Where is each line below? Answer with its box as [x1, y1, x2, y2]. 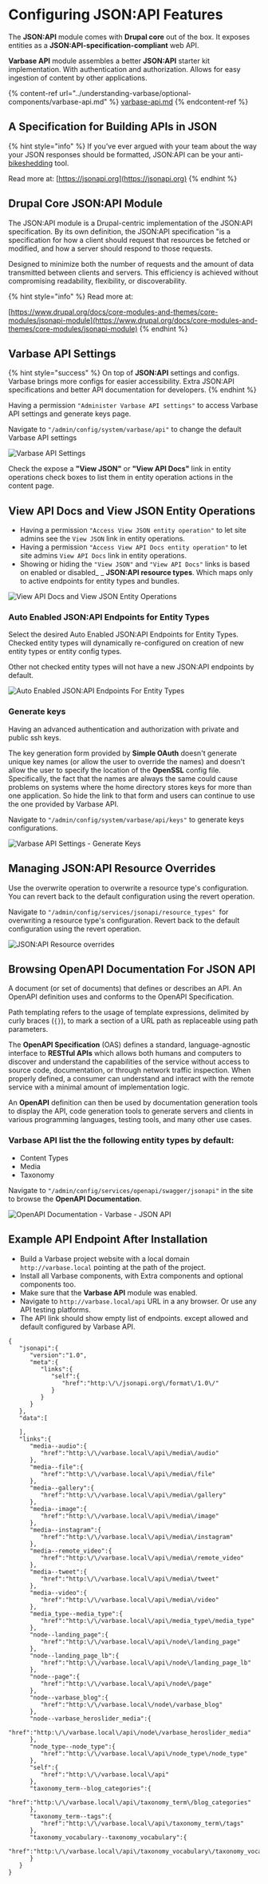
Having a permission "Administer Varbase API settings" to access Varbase [8, 401, 258, 411]
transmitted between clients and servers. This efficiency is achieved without [8, 268, 259, 277]
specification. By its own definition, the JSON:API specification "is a [8, 226, 231, 236]
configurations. [8, 823, 58, 832]
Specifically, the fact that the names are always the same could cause [8, 773, 238, 783]
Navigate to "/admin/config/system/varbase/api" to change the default [8, 425, 242, 434]
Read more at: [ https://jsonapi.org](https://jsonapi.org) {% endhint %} [8, 173, 238, 183]
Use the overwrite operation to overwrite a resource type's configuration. [8, 883, 249, 892]
